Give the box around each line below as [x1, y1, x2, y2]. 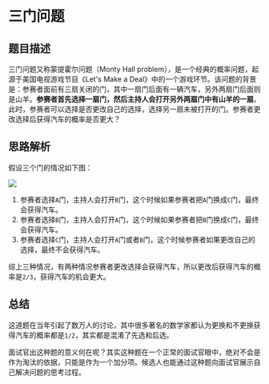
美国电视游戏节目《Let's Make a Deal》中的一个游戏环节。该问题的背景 [22, 74, 257, 84]
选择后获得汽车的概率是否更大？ [14, 114, 121, 124]
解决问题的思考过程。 [14, 367, 86, 377]
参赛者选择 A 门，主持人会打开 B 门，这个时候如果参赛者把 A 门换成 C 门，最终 [19, 194, 259, 204]
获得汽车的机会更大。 [39, 271, 110, 281]
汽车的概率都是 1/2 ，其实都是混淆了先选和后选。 [14, 330, 174, 340]
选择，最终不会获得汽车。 [19, 245, 105, 254]
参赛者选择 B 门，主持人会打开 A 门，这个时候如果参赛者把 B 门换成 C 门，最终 [19, 214, 259, 224]
